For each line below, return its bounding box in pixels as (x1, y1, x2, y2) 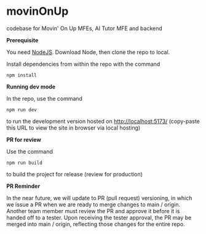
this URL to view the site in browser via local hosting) (6, 124, 141, 131)
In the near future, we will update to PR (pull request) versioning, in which (6, 194, 192, 201)
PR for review (6, 136, 42, 143)
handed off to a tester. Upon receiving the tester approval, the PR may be (6, 214, 192, 221)
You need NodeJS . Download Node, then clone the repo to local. (6, 48, 170, 56)
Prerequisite (6, 36, 39, 44)
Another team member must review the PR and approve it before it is (6, 207, 180, 214)
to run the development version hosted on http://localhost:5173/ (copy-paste (6, 117, 200, 125)
